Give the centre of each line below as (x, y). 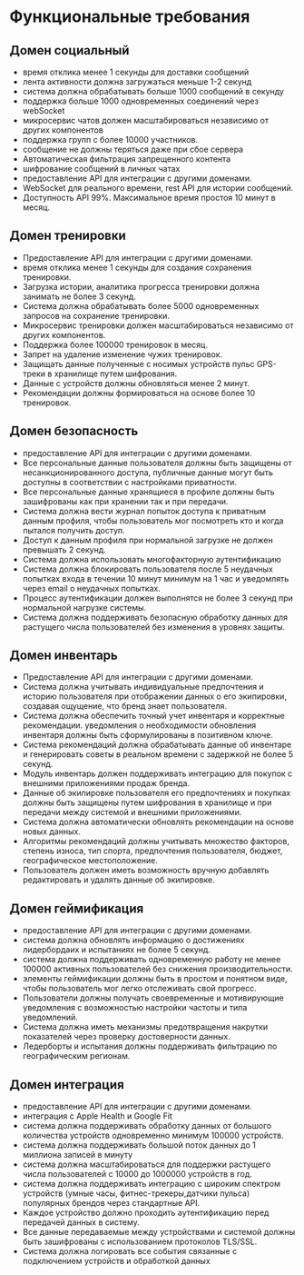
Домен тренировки (68, 236)
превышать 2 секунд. (64, 549)
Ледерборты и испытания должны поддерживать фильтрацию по (150, 1046)
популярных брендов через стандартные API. (111, 1203)
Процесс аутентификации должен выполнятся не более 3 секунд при (157, 598)
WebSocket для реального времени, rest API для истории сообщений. (158, 188)
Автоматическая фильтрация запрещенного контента (127, 159)
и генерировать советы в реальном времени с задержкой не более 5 (158, 754)
